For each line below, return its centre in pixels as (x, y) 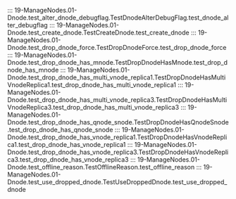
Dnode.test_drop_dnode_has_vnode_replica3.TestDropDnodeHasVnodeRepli (118, 152)
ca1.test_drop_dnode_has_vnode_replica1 (67, 145)
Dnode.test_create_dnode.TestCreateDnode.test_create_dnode (98, 32)
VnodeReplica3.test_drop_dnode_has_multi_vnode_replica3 (93, 107)
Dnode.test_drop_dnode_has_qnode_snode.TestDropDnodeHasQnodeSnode (118, 122)
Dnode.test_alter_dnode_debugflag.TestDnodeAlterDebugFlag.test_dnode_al (118, 18)
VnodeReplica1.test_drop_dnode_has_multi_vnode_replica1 (92, 85)
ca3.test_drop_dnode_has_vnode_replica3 (68, 160)
